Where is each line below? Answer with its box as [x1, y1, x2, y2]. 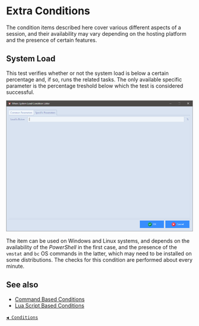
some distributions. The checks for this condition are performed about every [6, 256, 193, 263]
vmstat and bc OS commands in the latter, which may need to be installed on [6, 250, 192, 257]
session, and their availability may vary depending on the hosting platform [6, 30, 187, 37]
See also [6, 280, 38, 290]
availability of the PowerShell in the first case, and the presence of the [6, 243, 178, 250]
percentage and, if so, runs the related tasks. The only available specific [6, 76, 182, 83]
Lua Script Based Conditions [14, 302, 85, 309]
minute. [6, 262, 25, 269]
